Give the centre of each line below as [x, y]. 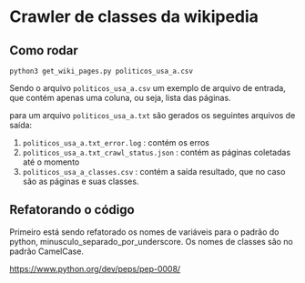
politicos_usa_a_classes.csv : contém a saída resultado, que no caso [154, 172]
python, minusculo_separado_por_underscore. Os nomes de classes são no [152, 241]
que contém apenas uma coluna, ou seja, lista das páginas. [120, 98]
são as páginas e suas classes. [81, 181]
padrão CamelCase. [47, 251]
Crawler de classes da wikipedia [134, 17]
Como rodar [44, 51]
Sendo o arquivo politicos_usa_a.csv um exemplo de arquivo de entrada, [148, 88]
